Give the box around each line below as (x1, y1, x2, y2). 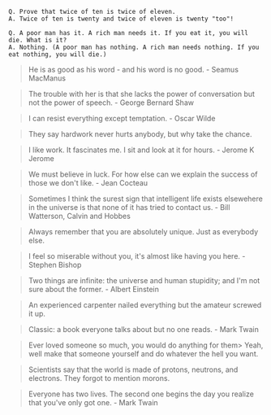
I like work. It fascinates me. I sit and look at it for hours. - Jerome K (28, 145, 255, 155)
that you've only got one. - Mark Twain (28, 398, 158, 407)
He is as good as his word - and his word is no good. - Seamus (28, 65, 239, 74)
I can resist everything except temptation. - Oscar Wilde (28, 114, 216, 123)
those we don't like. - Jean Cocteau (28, 178, 148, 187)
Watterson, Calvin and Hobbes (28, 212, 131, 221)
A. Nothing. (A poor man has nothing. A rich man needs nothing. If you (8, 43, 260, 51)
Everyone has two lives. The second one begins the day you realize (28, 389, 254, 399)
